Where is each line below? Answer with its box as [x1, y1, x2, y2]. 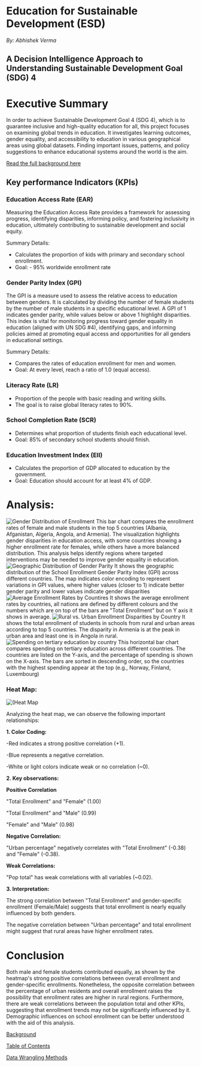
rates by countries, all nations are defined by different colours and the [6, 600, 178, 608]
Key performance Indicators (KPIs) [6, 177, 139, 187]
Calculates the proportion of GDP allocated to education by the [14, 465, 170, 472]
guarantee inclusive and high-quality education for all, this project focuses [6, 123, 190, 130]
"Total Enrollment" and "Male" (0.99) [6, 809, 97, 817]
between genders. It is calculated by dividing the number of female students [6, 298, 194, 306]
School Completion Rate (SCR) [6, 416, 97, 424]
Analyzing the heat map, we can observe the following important [6, 711, 166, 718]
